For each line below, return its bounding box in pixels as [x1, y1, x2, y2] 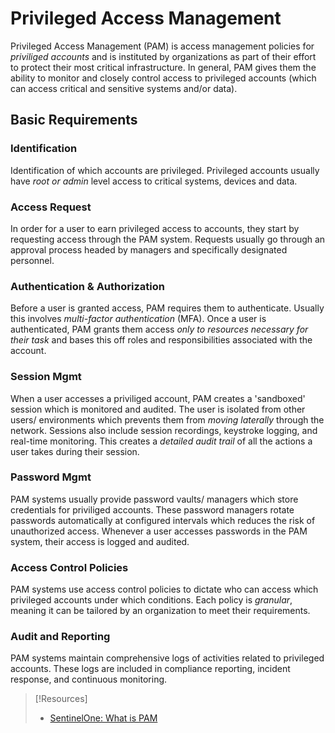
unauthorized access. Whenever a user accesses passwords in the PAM [10, 525, 308, 537]
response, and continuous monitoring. [10, 673, 168, 686]
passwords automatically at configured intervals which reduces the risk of [10, 514, 316, 526]
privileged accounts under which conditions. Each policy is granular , [10, 594, 293, 606]
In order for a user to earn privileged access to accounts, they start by [10, 222, 300, 234]
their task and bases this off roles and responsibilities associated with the [10, 334, 313, 346]
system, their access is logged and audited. [10, 535, 190, 547]
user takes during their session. [10, 445, 140, 457]
